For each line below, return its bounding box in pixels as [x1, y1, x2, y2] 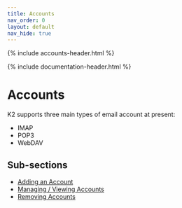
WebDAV [17, 139, 43, 147]
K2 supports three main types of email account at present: [7, 110, 176, 119]
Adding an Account [17, 178, 73, 186]
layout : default [7, 23, 55, 30]
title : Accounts [7, 10, 55, 18]
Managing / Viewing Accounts [17, 185, 105, 193]
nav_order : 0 [7, 17, 45, 24]
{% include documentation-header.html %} [7, 62, 132, 71]
